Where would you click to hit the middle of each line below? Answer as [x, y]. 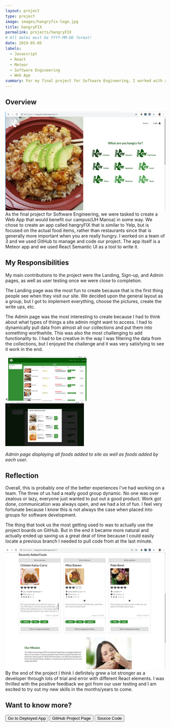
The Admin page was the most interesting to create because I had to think [83, 316]
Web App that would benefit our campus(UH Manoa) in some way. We [79, 219]
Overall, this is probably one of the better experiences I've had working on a [85, 488]
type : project [20, 16]
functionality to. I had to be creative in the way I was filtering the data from [83, 338]
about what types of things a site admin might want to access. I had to [79, 322]
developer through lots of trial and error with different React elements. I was [85, 678]
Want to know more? [39, 705]
